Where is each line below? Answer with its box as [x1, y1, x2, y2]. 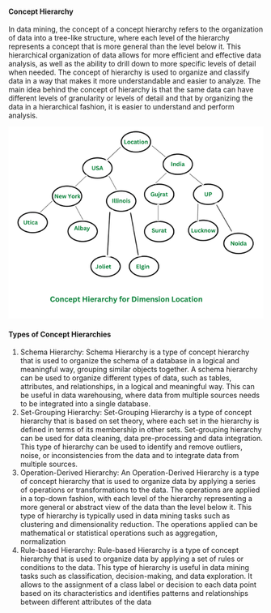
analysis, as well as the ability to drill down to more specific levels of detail [8, 59, 256, 69]
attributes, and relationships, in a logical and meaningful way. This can [19, 382, 255, 392]
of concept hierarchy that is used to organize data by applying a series [19, 477, 256, 487]
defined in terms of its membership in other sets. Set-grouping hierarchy [19, 425, 262, 435]
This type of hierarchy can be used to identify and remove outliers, [19, 442, 243, 452]
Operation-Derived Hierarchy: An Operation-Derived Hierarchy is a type [19, 468, 260, 478]
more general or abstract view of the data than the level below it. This [19, 503, 252, 512]
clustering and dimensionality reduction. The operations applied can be [19, 520, 258, 529]
